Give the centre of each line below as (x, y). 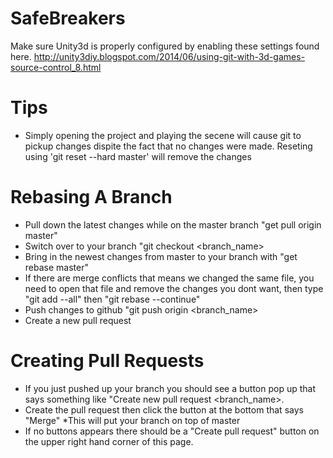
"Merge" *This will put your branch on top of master (132, 420)
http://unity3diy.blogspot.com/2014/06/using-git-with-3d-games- (169, 56)
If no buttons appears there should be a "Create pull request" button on (172, 431)
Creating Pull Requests (107, 361)
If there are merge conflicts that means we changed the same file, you (169, 278)
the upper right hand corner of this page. (109, 441)
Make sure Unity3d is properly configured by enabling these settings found (165, 46)
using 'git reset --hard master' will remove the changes (138, 156)
